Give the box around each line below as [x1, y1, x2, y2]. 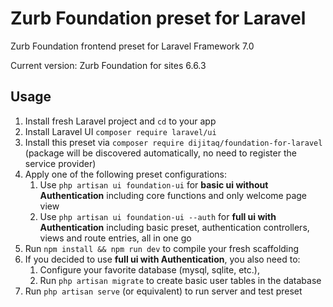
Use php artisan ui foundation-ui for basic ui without [39, 178, 269, 191]
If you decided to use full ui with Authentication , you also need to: [24, 253, 301, 265]
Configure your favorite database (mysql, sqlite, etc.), [39, 263, 260, 276]
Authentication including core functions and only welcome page [39, 189, 307, 201]
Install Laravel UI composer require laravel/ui [24, 125, 217, 137]
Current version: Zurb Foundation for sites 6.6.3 [10, 59, 207, 71]
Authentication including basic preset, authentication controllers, [39, 221, 310, 233]
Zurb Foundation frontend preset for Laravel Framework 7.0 [10, 40, 255, 52]
